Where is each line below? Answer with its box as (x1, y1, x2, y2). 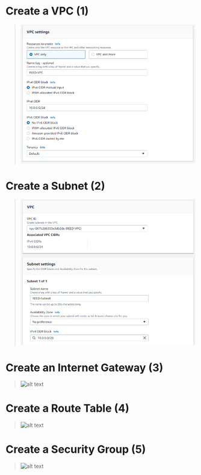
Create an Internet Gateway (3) (5, 361, 164, 374)
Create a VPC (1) (5, 4, 89, 18)
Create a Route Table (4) (5, 402, 130, 415)
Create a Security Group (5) (5, 442, 146, 456)
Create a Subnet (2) (5, 179, 105, 193)
